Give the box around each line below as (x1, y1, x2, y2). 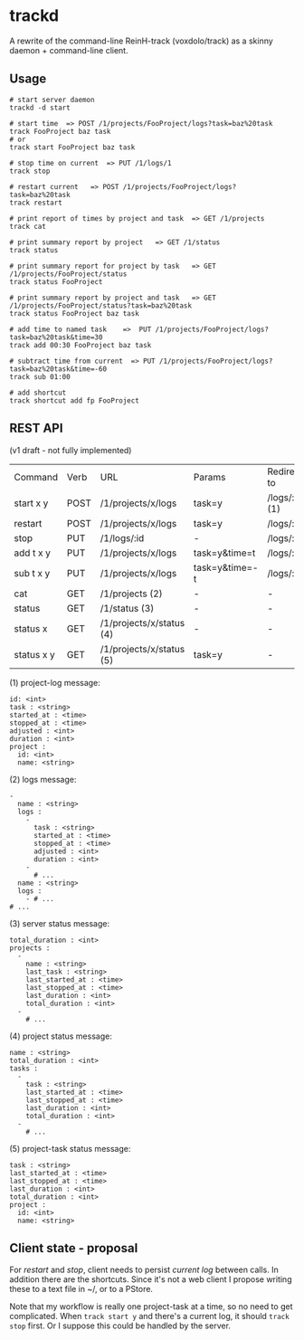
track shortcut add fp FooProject (9, 395, 140, 405)
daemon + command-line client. (9, 44, 128, 55)
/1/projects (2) (100, 587, 163, 600)
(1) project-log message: (9, 677, 101, 688)
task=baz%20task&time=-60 (9, 364, 107, 374)
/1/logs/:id (100, 531, 145, 544)
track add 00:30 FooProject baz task (9, 340, 152, 349)
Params (193, 470, 226, 483)
